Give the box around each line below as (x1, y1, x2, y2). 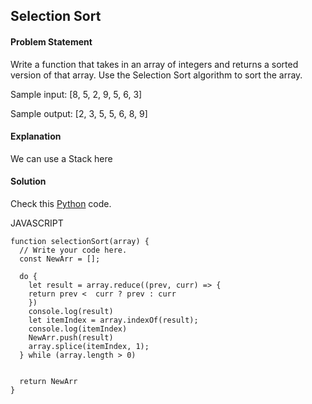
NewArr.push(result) (28, 333, 114, 343)
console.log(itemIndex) (28, 324, 128, 334)
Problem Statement (10, 35, 93, 48)
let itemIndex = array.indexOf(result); (28, 315, 199, 325)
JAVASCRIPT (10, 217, 64, 229)
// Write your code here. (19, 245, 128, 255)
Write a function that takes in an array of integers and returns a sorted (10, 58, 299, 70)
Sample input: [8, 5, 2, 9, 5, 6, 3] (10, 88, 143, 100)
